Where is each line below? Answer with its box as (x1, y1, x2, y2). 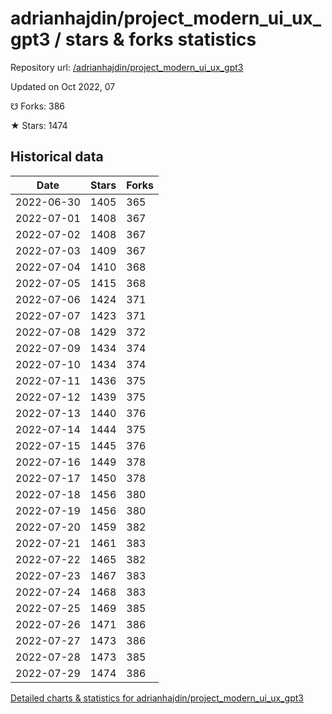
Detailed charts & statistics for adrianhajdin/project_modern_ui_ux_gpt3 (10, 692, 304, 704)
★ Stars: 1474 (10, 119, 68, 131)
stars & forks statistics (64, 28, 257, 51)
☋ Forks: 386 (10, 100, 66, 112)
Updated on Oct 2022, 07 (10, 80, 116, 92)
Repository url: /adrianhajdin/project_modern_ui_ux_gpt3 (10, 61, 244, 73)
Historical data (10, 148, 104, 166)
